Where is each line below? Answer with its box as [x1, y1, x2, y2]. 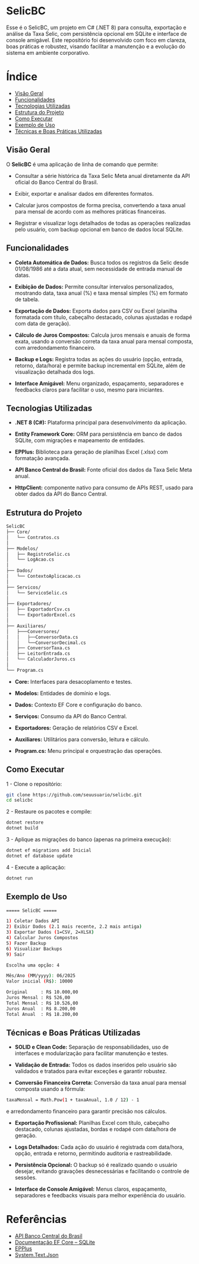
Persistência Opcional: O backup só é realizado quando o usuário [14, 1162, 178, 1169]
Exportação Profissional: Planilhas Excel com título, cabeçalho [14, 1119, 170, 1127]
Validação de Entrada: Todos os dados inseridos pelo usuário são [14, 1061, 177, 1069]
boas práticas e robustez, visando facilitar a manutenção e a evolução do [6, 43, 185, 50]
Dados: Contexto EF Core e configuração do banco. [14, 701, 143, 708]
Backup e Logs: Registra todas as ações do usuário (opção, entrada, [14, 355, 184, 362]
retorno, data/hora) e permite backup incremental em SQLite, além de [14, 362, 186, 369]
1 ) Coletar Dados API [6, 918, 60, 924]
